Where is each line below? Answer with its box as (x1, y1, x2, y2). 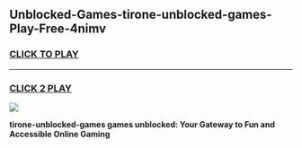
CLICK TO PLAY (9, 48, 79, 61)
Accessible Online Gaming (9, 128, 111, 139)
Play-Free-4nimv (9, 22, 106, 37)
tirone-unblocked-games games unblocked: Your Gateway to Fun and (9, 118, 276, 129)
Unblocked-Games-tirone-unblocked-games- (9, 7, 272, 22)
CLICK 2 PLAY (9, 82, 72, 94)
